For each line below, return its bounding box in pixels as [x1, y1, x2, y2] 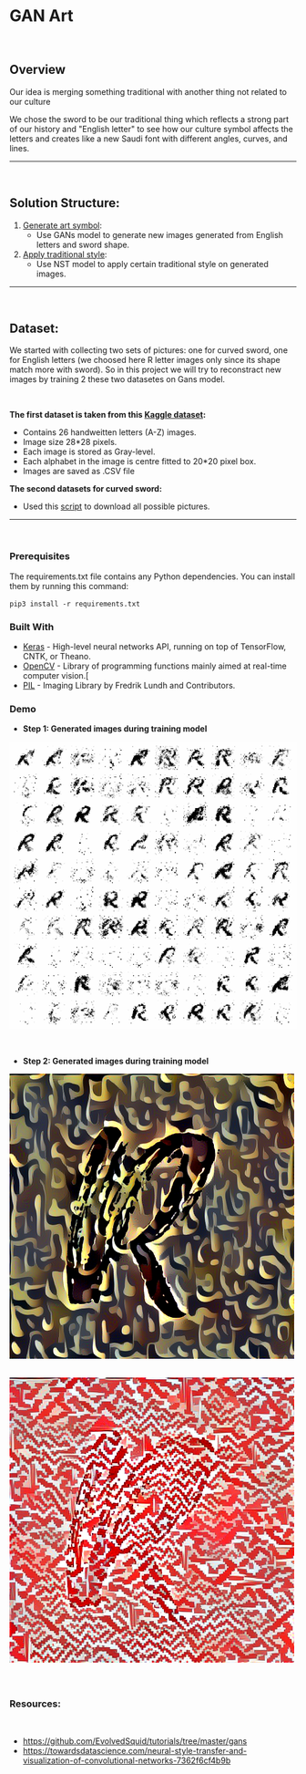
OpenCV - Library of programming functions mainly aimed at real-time [22, 660, 287, 671]
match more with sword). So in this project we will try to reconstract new [9, 364, 282, 375]
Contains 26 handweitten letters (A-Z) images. [22, 427, 198, 438]
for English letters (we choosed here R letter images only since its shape [9, 355, 280, 366]
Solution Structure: [9, 195, 120, 211]
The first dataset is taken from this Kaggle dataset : [9, 410, 207, 420]
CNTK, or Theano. [22, 650, 91, 661]
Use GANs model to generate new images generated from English [36, 229, 284, 240]
